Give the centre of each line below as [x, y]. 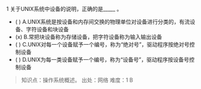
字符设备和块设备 [47, 29]
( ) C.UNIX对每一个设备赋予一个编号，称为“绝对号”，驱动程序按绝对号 [102, 44]
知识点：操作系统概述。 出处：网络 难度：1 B [77, 80]
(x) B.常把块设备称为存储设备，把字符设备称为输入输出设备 [89, 37]
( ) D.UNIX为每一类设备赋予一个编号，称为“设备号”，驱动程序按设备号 [102, 60]
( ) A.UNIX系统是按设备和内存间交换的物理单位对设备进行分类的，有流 [102, 22]
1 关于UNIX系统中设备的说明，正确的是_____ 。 [64, 9]
